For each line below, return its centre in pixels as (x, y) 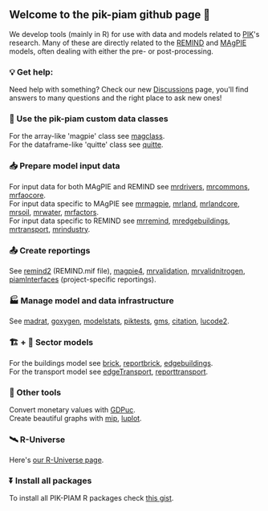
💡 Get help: (31, 71)
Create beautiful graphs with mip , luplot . (76, 418)
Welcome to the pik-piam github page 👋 (110, 15)
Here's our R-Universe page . (57, 460)
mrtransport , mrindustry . (50, 229)
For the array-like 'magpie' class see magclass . (87, 136)
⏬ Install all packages (51, 481)
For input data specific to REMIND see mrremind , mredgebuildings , (120, 221)
